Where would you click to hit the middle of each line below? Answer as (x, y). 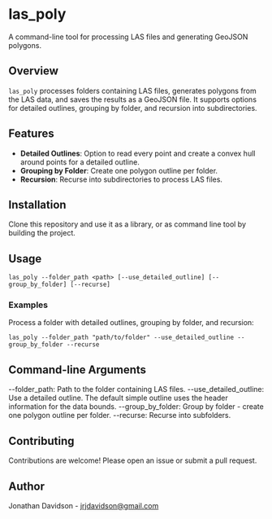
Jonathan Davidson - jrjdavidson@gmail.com (84, 505)
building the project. (42, 233)
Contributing (41, 441)
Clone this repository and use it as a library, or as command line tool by (127, 224)
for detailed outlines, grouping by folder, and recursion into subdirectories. (133, 108)
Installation (37, 205)
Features (31, 134)
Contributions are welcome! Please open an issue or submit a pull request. (133, 460)
